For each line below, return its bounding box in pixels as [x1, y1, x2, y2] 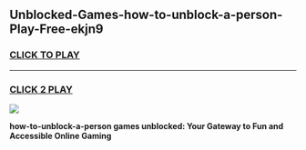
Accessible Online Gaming [9, 130, 112, 141]
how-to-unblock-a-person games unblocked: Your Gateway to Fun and [9, 120, 284, 131]
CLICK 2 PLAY [9, 83, 73, 95]
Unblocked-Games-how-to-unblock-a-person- [9, 7, 283, 23]
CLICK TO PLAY [9, 49, 80, 62]
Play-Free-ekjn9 [9, 22, 104, 37]
